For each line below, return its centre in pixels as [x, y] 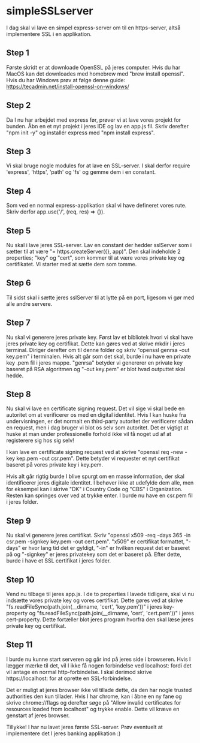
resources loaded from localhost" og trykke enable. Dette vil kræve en [93, 709]
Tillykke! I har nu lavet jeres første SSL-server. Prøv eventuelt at [84, 727]
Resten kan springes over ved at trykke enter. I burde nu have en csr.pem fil [99, 495]
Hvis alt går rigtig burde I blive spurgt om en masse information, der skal [95, 476]
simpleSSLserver [50, 11]
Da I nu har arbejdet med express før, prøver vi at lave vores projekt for [94, 120]
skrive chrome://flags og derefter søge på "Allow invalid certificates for [94, 702]
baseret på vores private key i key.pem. [55, 465]
